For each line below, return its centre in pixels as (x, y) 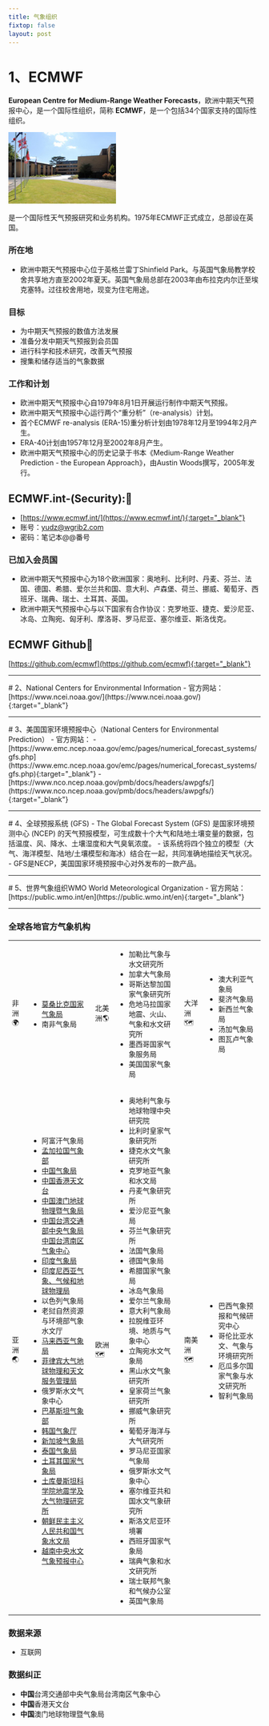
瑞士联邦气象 (150, 1581)
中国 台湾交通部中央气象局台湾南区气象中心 (90, 1694)
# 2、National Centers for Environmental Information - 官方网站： (116, 688)
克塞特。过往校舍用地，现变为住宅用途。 (86, 289)
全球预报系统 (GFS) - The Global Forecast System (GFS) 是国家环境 (137, 824)
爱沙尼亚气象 (150, 1211)
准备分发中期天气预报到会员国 (69, 341)
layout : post (30, 34)
